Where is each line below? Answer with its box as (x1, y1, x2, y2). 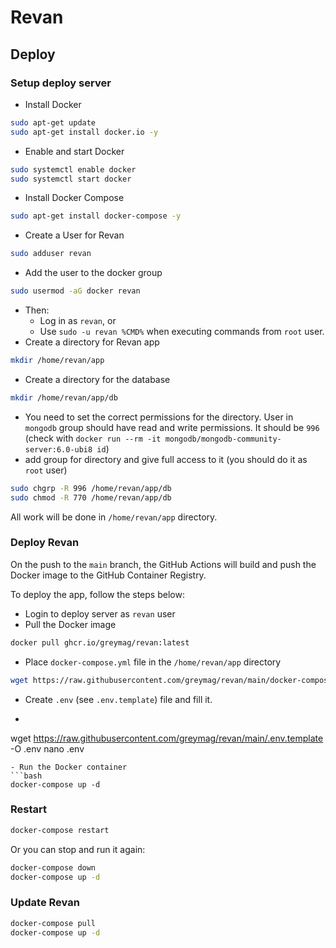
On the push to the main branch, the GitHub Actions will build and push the (10, 558, 317, 570)
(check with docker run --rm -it (24, 432, 162, 444)
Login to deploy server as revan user (24, 607, 176, 620)
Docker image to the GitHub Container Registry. (10, 569, 207, 581)
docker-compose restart (10, 825, 110, 835)
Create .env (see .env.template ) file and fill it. (24, 693, 213, 705)
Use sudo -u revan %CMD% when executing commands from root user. (39, 326, 325, 337)
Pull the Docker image (24, 618, 117, 630)
